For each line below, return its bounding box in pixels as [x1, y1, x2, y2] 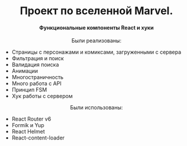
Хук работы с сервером [11, 93, 73, 100]
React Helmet [11, 128, 46, 135]
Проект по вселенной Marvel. [20, 4, 173, 18]
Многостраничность [11, 74, 64, 81]
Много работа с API [11, 80, 62, 87]
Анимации [11, 67, 38, 74]
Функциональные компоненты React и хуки [39, 24, 154, 31]
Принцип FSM [11, 86, 47, 93]
